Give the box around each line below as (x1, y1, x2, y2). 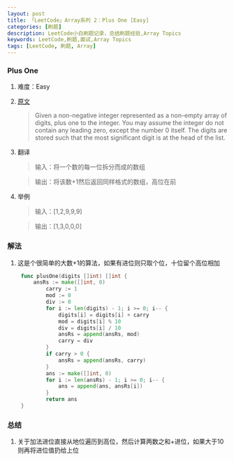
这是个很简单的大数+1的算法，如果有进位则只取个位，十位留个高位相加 (17, 258, 220, 267)
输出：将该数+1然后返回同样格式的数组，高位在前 (34, 177, 177, 186)
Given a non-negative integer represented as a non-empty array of (34, 111, 227, 119)
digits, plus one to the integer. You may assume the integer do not (34, 119, 225, 127)
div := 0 (45, 298, 71, 306)
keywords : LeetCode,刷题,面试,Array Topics (7, 36, 131, 43)
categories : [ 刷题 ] (7, 23, 62, 30)
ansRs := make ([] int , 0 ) (33, 279, 106, 286)
